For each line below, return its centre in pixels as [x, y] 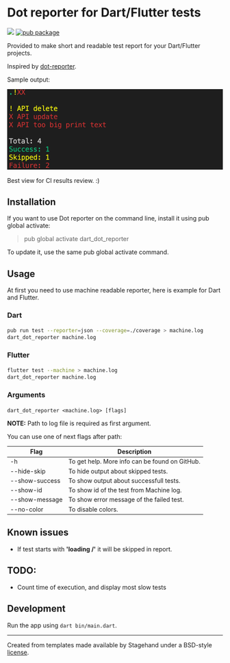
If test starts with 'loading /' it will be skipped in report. [94, 549]
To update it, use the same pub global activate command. [88, 252]
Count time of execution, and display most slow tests [91, 587]
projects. [20, 53]
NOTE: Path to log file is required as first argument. [79, 423]
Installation [31, 202]
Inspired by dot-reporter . [42, 66]
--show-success [35, 480]
